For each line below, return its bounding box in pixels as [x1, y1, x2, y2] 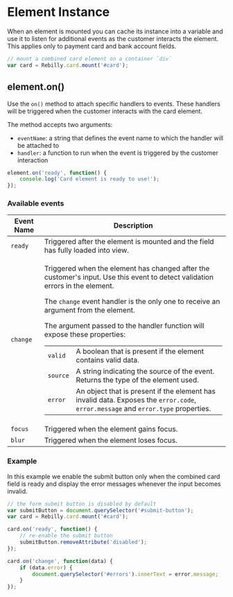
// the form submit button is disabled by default [7, 501, 157, 507]
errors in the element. [44, 281, 114, 291]
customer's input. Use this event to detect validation [44, 272, 214, 282]
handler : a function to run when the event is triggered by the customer [17, 149, 218, 157]
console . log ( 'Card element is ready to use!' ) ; [19, 176, 159, 183]
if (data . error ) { [19, 564, 73, 571]
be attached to [17, 141, 60, 149]
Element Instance [7, 4, 110, 20]
